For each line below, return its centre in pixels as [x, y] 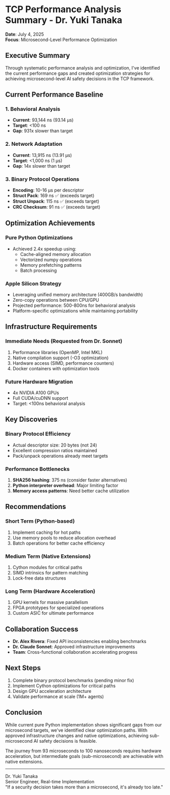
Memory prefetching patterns [51, 265]
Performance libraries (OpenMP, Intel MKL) [57, 352]
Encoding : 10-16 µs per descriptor [48, 190]
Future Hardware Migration [39, 381]
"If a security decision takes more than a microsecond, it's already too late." [84, 787]
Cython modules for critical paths [47, 567]
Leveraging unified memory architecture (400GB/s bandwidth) [78, 295]
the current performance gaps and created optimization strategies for [78, 73]
